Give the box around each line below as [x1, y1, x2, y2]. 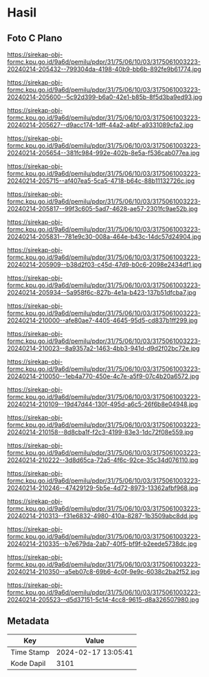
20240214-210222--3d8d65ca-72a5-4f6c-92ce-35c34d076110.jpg [7, 456, 199, 464]
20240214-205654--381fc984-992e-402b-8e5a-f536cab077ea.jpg [7, 149, 200, 157]
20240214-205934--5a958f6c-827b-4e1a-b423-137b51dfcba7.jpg [7, 289, 197, 296]
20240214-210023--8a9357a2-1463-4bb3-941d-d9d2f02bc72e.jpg [7, 344, 200, 352]
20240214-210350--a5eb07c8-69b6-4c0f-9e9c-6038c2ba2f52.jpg [7, 568, 200, 575]
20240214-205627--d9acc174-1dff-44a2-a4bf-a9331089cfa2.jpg [7, 121, 194, 129]
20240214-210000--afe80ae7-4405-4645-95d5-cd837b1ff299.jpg [7, 316, 198, 324]
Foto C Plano [7, 32, 63, 44]
